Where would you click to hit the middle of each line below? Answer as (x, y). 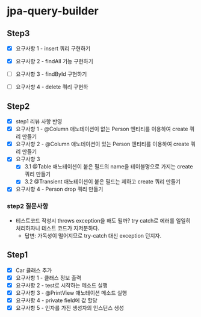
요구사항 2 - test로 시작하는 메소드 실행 (61, 285)
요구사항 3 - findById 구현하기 (51, 74)
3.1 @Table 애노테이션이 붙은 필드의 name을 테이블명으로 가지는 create (109, 167)
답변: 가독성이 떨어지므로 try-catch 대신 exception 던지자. (93, 235)
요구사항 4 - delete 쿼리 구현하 (52, 87)
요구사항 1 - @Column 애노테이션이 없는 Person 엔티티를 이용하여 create (102, 129)
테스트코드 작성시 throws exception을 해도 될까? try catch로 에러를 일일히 (103, 220)
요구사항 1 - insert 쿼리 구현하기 (53, 48)
